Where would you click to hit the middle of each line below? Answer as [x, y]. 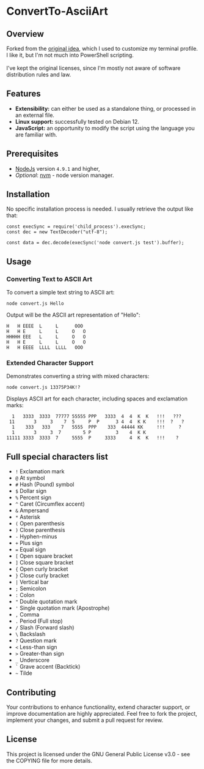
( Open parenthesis [40, 523]
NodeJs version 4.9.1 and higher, [57, 168]
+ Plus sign [29, 543]
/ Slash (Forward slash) [45, 628]
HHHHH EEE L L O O [46, 337]
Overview [25, 34]
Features [24, 94]
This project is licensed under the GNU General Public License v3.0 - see [98, 754]
